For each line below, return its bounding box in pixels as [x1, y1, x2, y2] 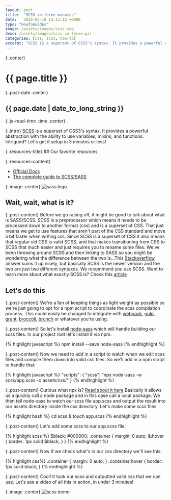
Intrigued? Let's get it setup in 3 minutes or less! [5, 138, 106, 144]
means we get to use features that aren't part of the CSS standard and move [5, 228, 165, 234]
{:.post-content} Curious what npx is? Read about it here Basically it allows [5, 387, 162, 393]
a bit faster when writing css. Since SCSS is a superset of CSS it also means [5, 233, 165, 240]
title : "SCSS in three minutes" [5, 12, 76, 17]
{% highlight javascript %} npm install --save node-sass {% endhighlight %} [5, 341, 165, 347]
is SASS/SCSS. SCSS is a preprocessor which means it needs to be [5, 217, 147, 223]
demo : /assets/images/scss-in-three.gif [5, 31, 93, 36]
